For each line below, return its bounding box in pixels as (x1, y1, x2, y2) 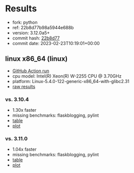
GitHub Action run (12, 68, 50, 74)
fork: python (12, 19, 38, 25)
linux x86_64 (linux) (5, 55, 68, 63)
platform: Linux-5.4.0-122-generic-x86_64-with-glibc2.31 (12, 78, 130, 84)
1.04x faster (12, 146, 37, 152)
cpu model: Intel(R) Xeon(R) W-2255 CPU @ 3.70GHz (12, 73, 122, 79)
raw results (12, 84, 36, 89)
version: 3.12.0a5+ (12, 30, 50, 36)
